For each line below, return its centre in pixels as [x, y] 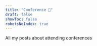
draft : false [19, 14]
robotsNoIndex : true [27, 24]
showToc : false [21, 19]
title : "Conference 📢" [29, 10]
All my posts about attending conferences [49, 38]
